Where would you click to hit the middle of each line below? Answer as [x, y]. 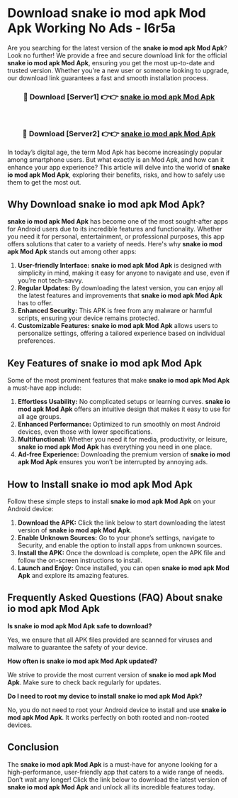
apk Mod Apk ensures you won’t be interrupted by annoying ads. [113, 462]
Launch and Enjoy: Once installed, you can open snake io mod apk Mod [123, 568]
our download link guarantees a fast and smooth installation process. [108, 78]
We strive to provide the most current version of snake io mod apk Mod [112, 674]
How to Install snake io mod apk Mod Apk [100, 484]
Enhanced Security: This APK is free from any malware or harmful [115, 311]
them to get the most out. [44, 182]
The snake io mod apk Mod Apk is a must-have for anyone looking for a [113, 764]
